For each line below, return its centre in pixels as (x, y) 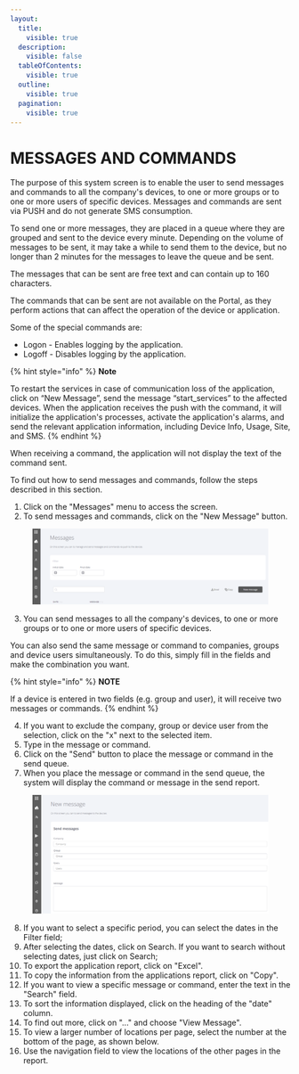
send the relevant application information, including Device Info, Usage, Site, (150, 427)
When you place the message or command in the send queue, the (144, 773)
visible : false (54, 57)
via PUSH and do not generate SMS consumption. (101, 211)
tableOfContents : (50, 66)
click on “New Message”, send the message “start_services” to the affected (149, 398)
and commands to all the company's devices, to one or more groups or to (145, 193)
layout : (24, 19)
